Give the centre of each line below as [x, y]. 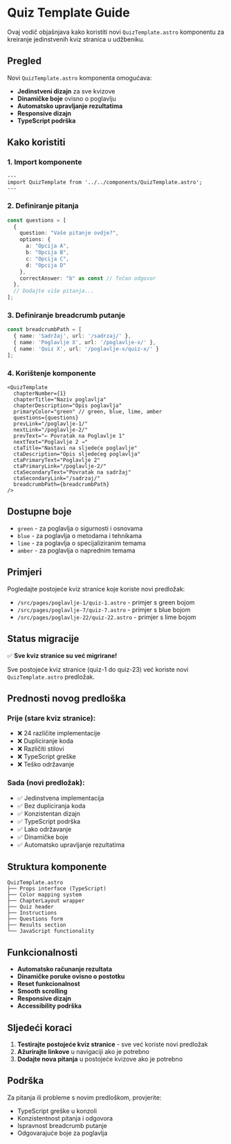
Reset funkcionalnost [49, 984]
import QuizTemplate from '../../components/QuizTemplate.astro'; [105, 182]
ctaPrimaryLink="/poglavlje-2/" [60, 466]
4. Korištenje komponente [52, 373]
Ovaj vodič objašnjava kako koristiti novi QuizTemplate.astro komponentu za [116, 32]
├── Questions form [35, 919]
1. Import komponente [45, 162]
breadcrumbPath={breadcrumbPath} [62, 485]
